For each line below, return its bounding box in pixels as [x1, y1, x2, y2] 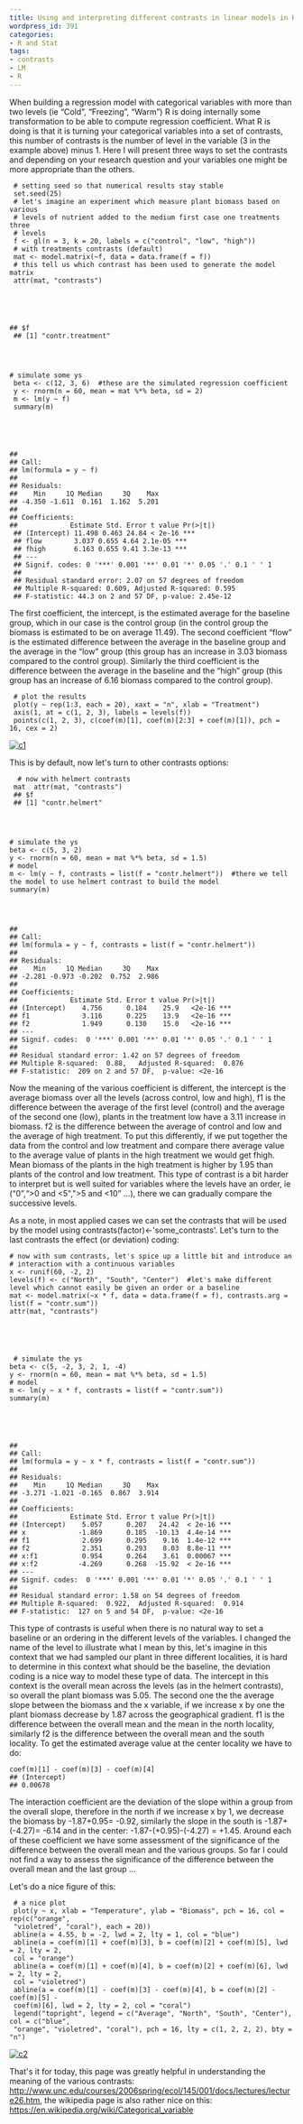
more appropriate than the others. [9, 163, 135, 174]
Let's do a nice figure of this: [9, 1880, 116, 1891]
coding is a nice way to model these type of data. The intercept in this [9, 1670, 269, 1681]
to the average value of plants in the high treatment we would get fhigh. [9, 1150, 275, 1160]
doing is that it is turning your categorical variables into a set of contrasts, [9, 125, 283, 136]
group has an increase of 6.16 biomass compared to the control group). [9, 674, 273, 686]
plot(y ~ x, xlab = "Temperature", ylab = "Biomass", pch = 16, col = [13, 1906, 284, 1916]
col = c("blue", [9, 2017, 70, 2026]
